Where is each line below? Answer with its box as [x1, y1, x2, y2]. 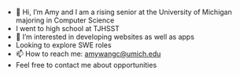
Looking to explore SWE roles [15, 40, 112, 50]
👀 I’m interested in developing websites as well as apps [15, 32, 195, 41]
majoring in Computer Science [15, 16, 115, 25]
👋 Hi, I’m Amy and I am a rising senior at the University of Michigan [15, 8, 232, 16]
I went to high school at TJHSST [15, 24, 120, 33]
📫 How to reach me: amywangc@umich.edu [15, 49, 161, 58]
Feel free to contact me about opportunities [15, 61, 157, 69]
